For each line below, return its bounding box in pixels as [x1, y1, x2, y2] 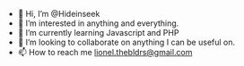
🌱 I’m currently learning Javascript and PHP [17, 28, 179, 37]
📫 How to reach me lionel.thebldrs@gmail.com [17, 47, 193, 57]
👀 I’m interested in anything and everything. [17, 18, 179, 29]
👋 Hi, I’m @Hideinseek [17, 9, 100, 19]
